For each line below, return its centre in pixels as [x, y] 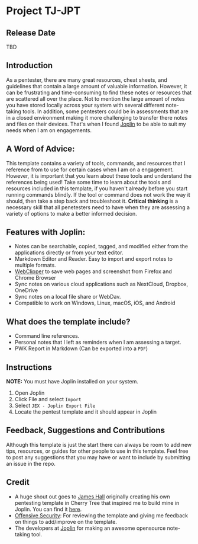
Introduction [30, 65]
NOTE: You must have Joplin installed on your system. [72, 382]
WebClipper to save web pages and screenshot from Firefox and [93, 271]
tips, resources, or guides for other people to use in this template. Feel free [97, 451]
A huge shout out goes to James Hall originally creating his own [92, 497]
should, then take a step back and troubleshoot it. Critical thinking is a [92, 201]
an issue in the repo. [31, 463]
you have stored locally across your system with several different [85, 105]
